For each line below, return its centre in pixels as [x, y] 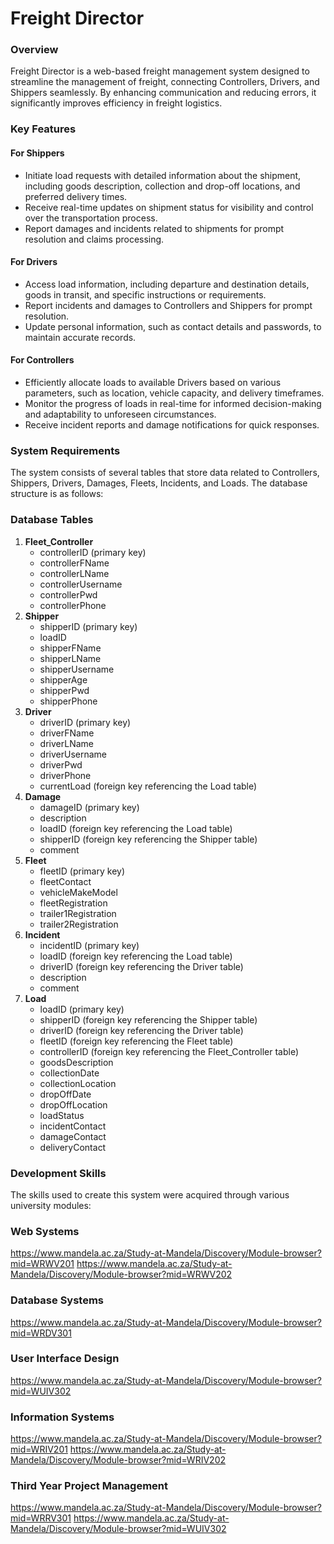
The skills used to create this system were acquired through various [150, 1194]
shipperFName [70, 648]
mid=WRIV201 [39, 1449]
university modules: [51, 1205]
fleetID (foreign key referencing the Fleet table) [136, 1041]
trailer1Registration [78, 913]
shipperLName [70, 658]
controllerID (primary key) [93, 552]
